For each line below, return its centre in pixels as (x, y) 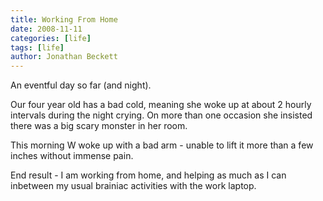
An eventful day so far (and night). (81, 85)
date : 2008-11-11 (46, 29)
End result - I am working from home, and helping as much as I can (148, 175)
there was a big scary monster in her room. (99, 126)
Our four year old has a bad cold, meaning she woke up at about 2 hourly (161, 105)
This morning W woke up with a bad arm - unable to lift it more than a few (162, 145)
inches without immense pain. (72, 156)
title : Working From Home (64, 19)
